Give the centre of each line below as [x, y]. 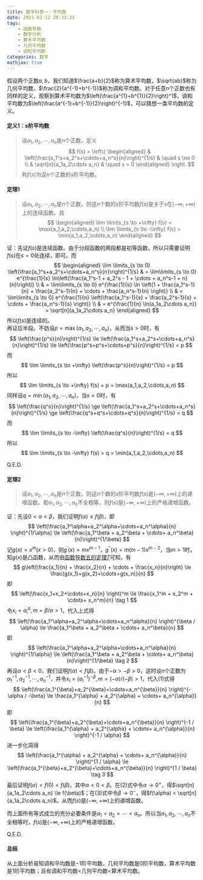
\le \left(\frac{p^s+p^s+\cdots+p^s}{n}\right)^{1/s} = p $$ [121, 345]
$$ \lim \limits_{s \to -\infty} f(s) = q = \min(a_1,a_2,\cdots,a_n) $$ [102, 453]
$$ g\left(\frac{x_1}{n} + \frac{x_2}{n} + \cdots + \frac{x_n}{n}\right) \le [102, 567]
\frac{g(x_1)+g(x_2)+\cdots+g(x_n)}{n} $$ [102, 573]
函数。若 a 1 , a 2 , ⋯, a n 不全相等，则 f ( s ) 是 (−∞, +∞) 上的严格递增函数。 [111, 503]
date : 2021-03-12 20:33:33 [41, 18]
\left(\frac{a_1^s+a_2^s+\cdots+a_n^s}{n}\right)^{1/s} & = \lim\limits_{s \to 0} [102, 271]
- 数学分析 [30, 34]
